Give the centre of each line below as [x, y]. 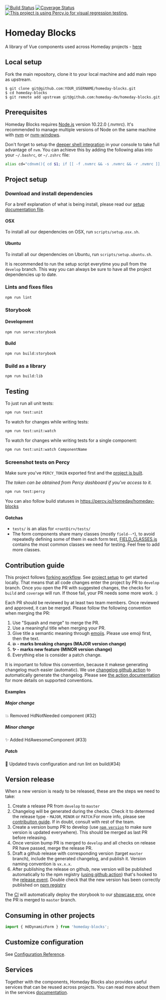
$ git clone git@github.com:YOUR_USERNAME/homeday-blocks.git [70, 88]
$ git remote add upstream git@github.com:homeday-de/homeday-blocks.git [83, 97]
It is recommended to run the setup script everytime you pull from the [76, 264]
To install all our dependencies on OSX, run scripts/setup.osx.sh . [72, 232]
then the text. [26, 638]
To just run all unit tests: [29, 403]
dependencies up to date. [31, 274]
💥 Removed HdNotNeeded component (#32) [51, 715]
